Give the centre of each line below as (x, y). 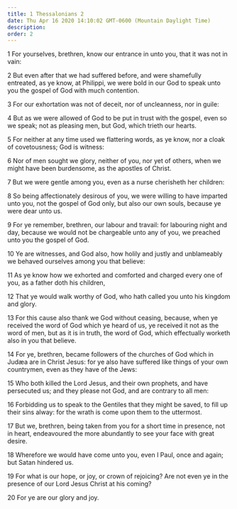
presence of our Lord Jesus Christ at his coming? (79, 484)
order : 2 (20, 34)
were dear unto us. (35, 211)
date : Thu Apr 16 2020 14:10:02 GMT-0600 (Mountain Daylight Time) (109, 21)
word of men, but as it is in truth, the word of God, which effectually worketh (119, 333)
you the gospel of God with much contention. (73, 90)
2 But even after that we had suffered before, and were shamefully (105, 75)
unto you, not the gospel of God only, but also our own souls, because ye (114, 204)
